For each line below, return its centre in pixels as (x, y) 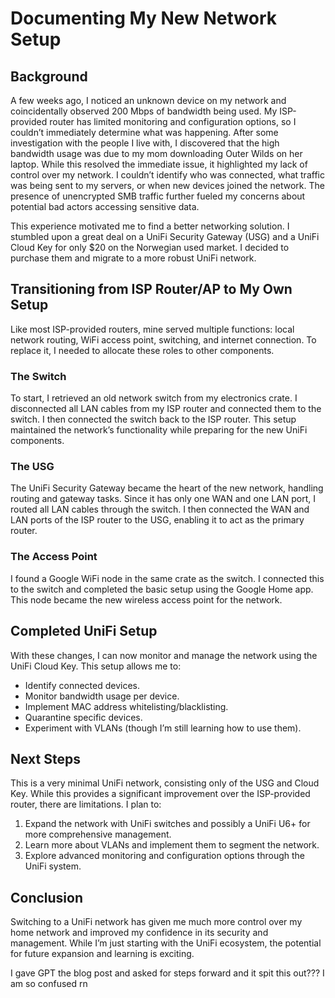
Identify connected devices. (82, 685)
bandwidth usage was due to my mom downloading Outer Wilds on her (156, 153)
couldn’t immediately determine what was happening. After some (144, 132)
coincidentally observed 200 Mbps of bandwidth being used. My (144, 111)
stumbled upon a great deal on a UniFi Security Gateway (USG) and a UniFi (165, 236)
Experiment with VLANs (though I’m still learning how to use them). (163, 728)
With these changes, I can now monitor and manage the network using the (164, 655)
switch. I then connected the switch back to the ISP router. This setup (153, 419)
